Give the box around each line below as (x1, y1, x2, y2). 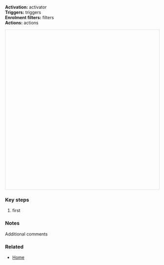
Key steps (5, 196, 29, 203)
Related (5, 243, 24, 250)
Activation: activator (5, 4, 47, 10)
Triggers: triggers (5, 9, 41, 15)
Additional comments (5, 231, 48, 237)
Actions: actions (5, 20, 39, 26)
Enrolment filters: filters (5, 15, 54, 20)
